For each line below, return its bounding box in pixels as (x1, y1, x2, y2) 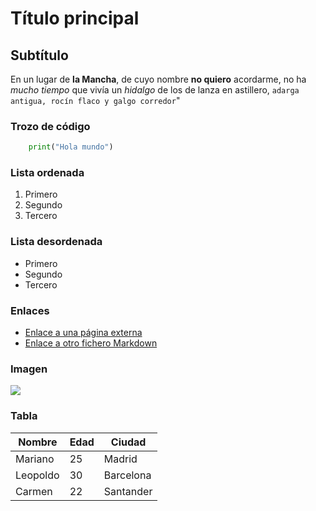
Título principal (10, 7, 140, 30)
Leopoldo (15, 468, 60, 482)
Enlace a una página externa (24, 327, 143, 339)
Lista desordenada (10, 235, 103, 249)
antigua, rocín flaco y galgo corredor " (10, 95, 181, 106)
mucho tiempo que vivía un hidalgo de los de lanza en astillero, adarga (10, 84, 300, 96)
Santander (103, 484, 153, 498)
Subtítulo (10, 47, 69, 64)
